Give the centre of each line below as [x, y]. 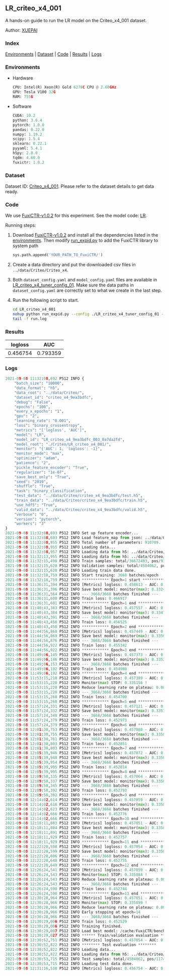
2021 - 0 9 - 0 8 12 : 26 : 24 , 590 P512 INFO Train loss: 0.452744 [66, 889]
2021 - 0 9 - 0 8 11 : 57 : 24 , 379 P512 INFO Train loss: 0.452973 [66, 720]
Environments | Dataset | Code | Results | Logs [54, 54]
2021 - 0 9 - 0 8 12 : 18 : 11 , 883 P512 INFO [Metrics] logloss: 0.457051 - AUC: [82, 823]
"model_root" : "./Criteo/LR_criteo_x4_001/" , [63, 444]
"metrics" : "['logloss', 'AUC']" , [50, 430]
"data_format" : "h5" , [37, 388]
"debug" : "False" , [33, 402]
